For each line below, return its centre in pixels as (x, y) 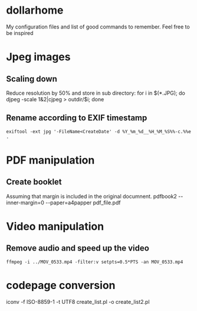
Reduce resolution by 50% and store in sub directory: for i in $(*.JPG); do (96, 93)
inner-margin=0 (25, 203)
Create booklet (34, 182)
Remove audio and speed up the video (78, 249)
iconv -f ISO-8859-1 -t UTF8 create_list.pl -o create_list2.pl (78, 302)
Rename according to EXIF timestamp (77, 118)
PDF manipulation (50, 160)
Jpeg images (38, 57)
